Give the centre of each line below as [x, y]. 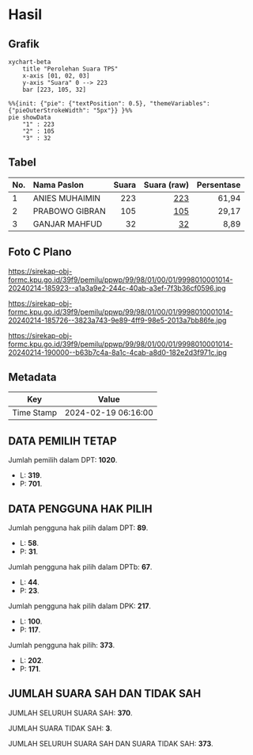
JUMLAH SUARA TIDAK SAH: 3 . [60, 728]
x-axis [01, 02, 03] [56, 76]
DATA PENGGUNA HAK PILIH [80, 509]
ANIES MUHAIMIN [67, 198]
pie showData [30, 117]
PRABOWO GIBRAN [69, 211]
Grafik [24, 44]
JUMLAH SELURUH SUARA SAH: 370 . [70, 713]
